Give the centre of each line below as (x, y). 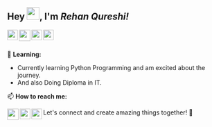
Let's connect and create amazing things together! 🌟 (118, 112)
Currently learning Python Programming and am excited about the (111, 67)
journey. (29, 75)
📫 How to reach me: (37, 96)
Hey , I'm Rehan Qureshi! (68, 17)
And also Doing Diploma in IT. (59, 82)
